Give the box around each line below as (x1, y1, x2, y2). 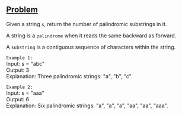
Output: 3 (6, 66, 30, 74)
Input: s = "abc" (6, 60, 45, 67)
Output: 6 (6, 95, 30, 103)
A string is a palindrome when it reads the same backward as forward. (6, 32, 177, 39)
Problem (6, 5, 39, 15)
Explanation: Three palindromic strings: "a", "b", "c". (6, 72, 133, 79)
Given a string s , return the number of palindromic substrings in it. (6, 20, 167, 27)
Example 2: (6, 84, 33, 90)
